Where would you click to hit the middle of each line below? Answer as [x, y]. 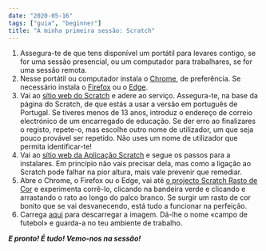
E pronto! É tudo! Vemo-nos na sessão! [75, 239]
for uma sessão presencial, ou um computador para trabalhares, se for [136, 62]
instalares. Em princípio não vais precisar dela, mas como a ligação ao [135, 164]
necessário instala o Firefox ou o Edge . [84, 87]
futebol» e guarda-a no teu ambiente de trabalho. [101, 223]
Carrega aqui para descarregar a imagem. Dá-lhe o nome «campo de [134, 215]
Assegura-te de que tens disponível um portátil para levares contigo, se [138, 54]
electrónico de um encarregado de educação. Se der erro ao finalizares [138, 122]
